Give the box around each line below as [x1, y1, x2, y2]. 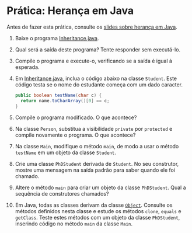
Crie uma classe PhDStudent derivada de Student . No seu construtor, [15, 160, 179, 167]
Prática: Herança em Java [6, 4, 134, 18]
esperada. [15, 63, 40, 71]
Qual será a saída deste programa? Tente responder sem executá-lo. [15, 46, 180, 53]
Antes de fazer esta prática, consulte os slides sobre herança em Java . [6, 23, 177, 30]
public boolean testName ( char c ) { [15, 92, 102, 98]
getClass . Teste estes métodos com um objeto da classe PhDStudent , [15, 214, 180, 221]
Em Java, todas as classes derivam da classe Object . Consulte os [15, 201, 173, 208]
